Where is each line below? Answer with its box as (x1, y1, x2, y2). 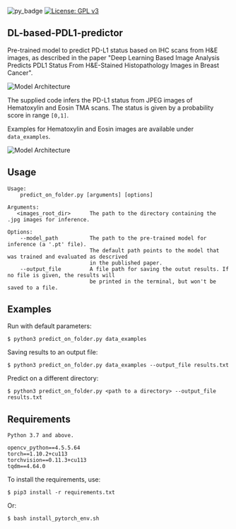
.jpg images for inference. (7, 216, 90, 223)
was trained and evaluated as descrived (7, 253, 129, 260)
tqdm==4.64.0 (7, 463, 46, 470)
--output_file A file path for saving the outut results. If (20, 265, 230, 272)
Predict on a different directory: (7, 374, 99, 383)
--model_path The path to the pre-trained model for (20, 234, 207, 242)
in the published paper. (89, 259, 163, 267)
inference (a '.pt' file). (7, 240, 87, 248)
